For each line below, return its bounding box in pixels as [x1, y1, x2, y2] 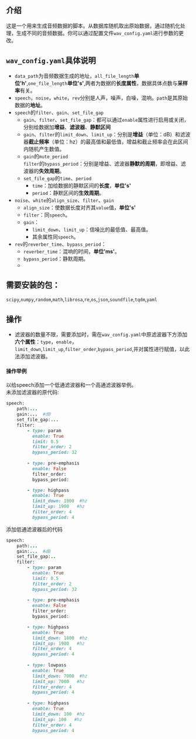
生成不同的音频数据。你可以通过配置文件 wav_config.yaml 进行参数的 [16, 29, 179, 36]
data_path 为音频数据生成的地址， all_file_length [14, 72, 135, 79]
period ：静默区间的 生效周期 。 [32, 189, 105, 196]
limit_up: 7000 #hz [32, 678, 85, 685]
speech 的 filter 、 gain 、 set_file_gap [14, 109, 104, 116]
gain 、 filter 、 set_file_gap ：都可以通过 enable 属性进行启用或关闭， [23, 116, 190, 123]
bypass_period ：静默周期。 [23, 255, 89, 262]
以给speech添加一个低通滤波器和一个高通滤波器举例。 [6, 381, 137, 389]
